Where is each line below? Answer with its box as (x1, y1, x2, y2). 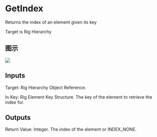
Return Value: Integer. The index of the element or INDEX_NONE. (5, 126, 137, 133)
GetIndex (5, 3, 43, 14)
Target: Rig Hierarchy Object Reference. (5, 84, 86, 90)
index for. (5, 99, 25, 105)
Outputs (5, 113, 31, 122)
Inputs (5, 72, 26, 80)
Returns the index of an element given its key (5, 19, 97, 25)
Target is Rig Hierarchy (5, 28, 52, 34)
